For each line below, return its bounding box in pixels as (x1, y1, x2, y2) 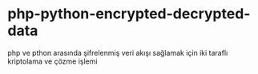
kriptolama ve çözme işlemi (7, 56, 98, 66)
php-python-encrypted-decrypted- (7, 5, 251, 23)
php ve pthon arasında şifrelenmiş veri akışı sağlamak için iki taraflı (7, 48, 228, 57)
